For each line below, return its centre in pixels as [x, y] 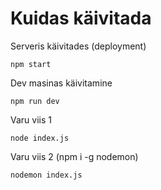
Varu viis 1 [31, 119]
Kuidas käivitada [81, 18]
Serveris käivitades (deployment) [78, 46]
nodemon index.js [46, 175]
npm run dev [35, 101]
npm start [31, 64]
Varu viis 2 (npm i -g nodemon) [74, 156]
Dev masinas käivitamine [61, 83]
